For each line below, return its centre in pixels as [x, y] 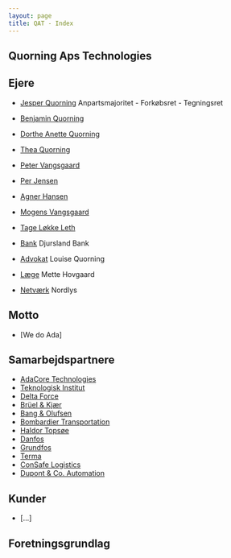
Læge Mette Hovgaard [57, 274]
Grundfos [36, 448]
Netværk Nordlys [49, 290]
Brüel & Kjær [41, 405]
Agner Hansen [44, 196]
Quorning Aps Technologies [80, 56]
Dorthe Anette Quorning [60, 134]
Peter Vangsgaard [50, 165]
